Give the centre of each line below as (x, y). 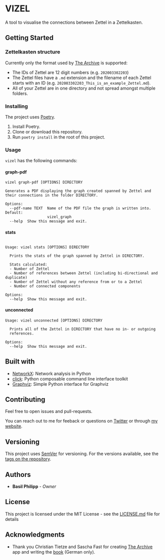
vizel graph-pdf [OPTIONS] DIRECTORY (44, 183)
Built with (20, 362)
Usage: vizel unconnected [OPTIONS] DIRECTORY (54, 320)
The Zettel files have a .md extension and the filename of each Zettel (82, 78)
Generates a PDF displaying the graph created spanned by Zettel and (78, 191)
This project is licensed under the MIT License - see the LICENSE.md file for (82, 514)
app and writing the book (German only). (54, 552)
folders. (20, 93)
